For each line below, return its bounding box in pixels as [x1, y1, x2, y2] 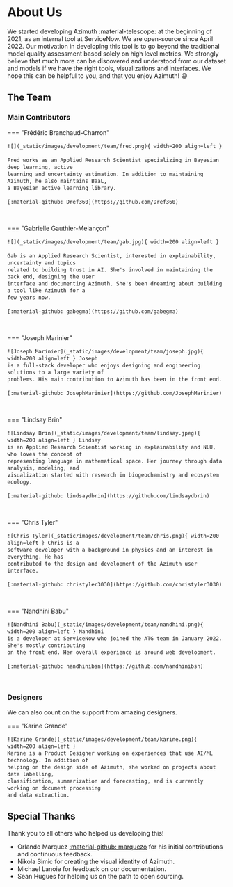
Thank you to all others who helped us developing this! [7, 829, 164, 837]
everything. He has [7, 553, 64, 560]
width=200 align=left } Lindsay [7, 436, 101, 444]
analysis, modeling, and [7, 464, 79, 472]
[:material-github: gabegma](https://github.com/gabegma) [7, 307, 179, 315]
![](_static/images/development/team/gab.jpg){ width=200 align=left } [7, 238, 219, 246]
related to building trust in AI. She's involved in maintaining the [7, 266, 214, 273]
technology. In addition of [7, 756, 89, 764]
